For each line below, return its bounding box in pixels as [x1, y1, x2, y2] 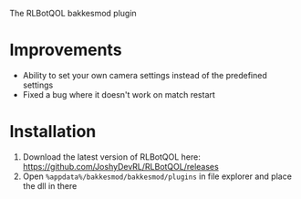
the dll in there [22, 180, 78, 191]
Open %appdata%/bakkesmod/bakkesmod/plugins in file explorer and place [22, 171, 292, 182]
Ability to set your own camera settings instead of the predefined [22, 69, 267, 80]
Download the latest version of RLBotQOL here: [22, 151, 201, 162]
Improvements [9, 40, 122, 60]
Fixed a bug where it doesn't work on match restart [22, 89, 216, 99]
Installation [9, 121, 97, 142]
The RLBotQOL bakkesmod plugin [9, 8, 137, 18]
